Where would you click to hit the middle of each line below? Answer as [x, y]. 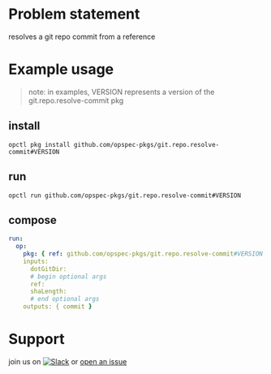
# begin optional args [68, 277]
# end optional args [65, 299]
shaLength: [48, 292]
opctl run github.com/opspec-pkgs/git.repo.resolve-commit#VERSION [125, 196]
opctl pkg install [39, 144]
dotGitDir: [48, 269]
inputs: [36, 261]
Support [37, 340]
